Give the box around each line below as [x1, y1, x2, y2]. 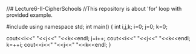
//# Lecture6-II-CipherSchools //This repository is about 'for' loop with [6, 5, 182, 12]
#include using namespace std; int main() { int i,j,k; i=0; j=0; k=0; [6, 23, 168, 30]
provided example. [6, 11, 53, 19]
